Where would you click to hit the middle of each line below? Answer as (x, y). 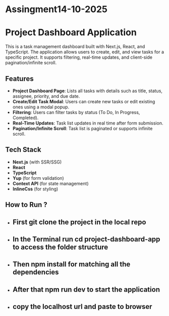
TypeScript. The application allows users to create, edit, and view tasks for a (85, 52)
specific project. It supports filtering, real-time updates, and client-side (79, 57)
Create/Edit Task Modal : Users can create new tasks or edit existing (84, 101)
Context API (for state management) (50, 183)
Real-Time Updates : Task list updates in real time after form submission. (88, 123)
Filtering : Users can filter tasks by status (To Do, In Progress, (76, 112)
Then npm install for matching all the (71, 264)
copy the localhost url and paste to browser (82, 307)
